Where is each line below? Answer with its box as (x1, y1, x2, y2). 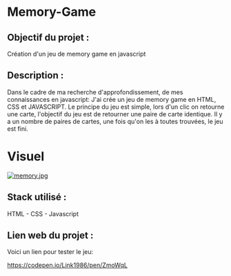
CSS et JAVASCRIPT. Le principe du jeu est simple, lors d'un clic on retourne (7, 103, 225, 111)
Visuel (7, 149, 45, 164)
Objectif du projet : (7, 32, 90, 43)
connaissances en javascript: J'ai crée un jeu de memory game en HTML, (7, 95, 217, 103)
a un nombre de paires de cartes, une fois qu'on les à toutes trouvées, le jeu (7, 117, 223, 125)
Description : (7, 70, 64, 81)
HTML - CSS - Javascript (7, 209, 79, 217)
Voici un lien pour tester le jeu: (7, 248, 94, 256)
